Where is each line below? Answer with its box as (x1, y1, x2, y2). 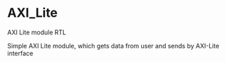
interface (7, 49, 34, 57)
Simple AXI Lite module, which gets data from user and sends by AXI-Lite (7, 41, 220, 50)
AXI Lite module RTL (7, 28, 67, 36)
